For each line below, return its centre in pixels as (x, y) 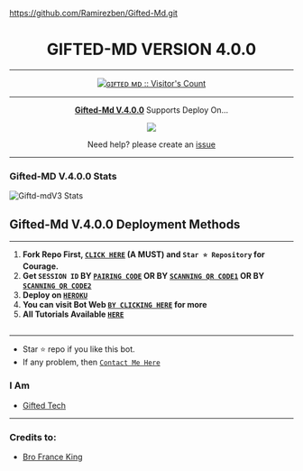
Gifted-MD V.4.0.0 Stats (63, 176)
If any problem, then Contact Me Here (91, 362)
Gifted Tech (44, 405)
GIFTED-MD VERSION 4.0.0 (151, 50)
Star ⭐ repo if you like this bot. (78, 349)
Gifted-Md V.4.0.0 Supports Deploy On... (151, 110)
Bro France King (52, 457)
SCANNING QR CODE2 (57, 286)
